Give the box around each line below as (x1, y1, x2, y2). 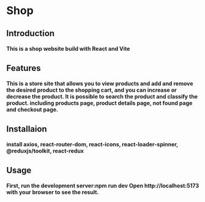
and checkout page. (6, 106, 59, 113)
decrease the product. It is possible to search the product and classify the (6, 93, 198, 100)
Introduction (6, 28, 55, 39)
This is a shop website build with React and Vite (6, 45, 130, 53)
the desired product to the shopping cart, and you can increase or (6, 86, 177, 94)
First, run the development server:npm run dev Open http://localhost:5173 (6, 182, 199, 190)
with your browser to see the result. (6, 189, 99, 196)
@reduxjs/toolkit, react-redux (6, 148, 84, 155)
